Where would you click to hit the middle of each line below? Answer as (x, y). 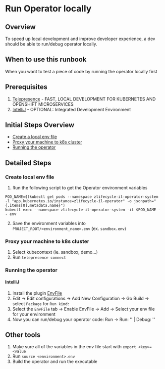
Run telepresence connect (39, 257)
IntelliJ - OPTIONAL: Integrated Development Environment (72, 109)
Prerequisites (26, 87)
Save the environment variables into (49, 224)
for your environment (34, 314)
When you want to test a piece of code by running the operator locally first (81, 71)
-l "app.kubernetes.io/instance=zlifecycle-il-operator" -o (69, 201)
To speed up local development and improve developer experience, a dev (80, 39)
